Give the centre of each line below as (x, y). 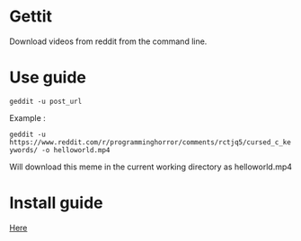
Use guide (48, 77)
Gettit (31, 17)
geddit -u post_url (46, 101)
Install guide (56, 203)
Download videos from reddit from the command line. (108, 41)
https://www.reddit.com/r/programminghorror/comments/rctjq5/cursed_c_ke (150, 142)
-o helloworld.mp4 (76, 150)
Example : (28, 117)
